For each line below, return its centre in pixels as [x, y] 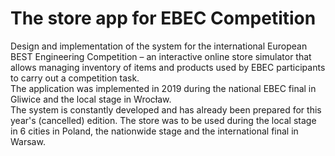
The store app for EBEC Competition [163, 18]
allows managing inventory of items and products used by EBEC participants [168, 67]
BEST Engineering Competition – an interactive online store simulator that [161, 56]
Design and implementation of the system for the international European [159, 46]
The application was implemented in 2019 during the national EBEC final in [163, 88]
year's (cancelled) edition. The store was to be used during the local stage [163, 120]
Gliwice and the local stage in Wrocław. [91, 99]
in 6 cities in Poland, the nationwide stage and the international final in [154, 131]
